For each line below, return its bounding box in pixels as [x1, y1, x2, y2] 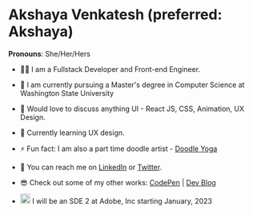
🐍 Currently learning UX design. [19, 128, 126, 137]
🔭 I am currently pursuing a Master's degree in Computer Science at [19, 80, 245, 89]
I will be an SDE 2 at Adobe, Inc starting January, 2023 [31, 196, 213, 205]
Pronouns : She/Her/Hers [8, 49, 90, 58]
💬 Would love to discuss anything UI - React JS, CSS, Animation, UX [19, 104, 245, 113]
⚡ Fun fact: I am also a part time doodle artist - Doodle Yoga [19, 144, 218, 153]
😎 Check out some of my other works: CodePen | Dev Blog [19, 177, 216, 187]
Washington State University [19, 88, 114, 97]
